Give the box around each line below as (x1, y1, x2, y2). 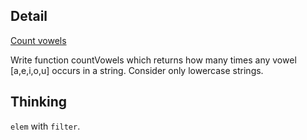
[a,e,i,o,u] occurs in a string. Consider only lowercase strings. (10, 64, 264, 76)
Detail (10, 8, 48, 25)
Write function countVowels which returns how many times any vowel (10, 54, 297, 66)
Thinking (10, 94, 68, 111)
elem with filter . (10, 120, 81, 132)
